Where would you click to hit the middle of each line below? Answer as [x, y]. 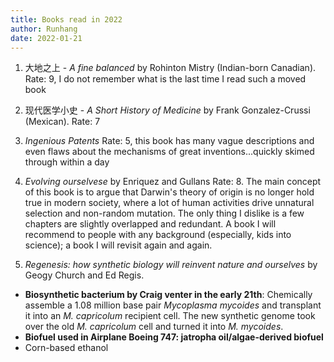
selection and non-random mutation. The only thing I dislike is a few [164, 213]
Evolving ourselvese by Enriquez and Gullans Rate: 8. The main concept [173, 182]
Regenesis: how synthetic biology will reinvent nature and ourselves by [171, 265]
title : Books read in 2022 [66, 19]
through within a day [67, 162]
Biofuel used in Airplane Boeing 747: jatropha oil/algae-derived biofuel [174, 337]
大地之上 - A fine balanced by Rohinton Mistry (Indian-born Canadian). [170, 68]
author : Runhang [44, 29]
